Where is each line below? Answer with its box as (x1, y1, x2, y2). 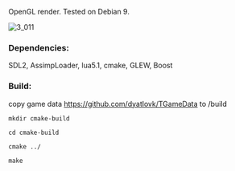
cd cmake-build (8, 128, 60, 136)
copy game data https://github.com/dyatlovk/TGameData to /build (8, 99, 228, 108)
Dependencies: (8, 42, 70, 53)
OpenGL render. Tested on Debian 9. (8, 7, 130, 16)
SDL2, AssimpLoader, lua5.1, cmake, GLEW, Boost (8, 60, 173, 71)
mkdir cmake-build (8, 114, 70, 123)
